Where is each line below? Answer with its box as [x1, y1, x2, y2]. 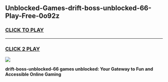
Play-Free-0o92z [5, 12, 60, 20]
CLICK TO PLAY [5, 27, 44, 34]
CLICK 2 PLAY [5, 45, 40, 52]
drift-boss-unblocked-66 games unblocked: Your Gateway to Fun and [5, 66, 153, 72]
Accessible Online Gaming [5, 71, 61, 77]
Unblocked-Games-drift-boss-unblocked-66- [5, 4, 151, 12]
